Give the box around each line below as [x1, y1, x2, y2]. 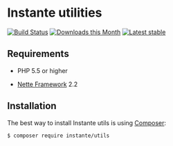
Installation [7, 100, 57, 112]
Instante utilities [7, 5, 102, 21]
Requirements [7, 48, 69, 60]
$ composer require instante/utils [7, 132, 110, 139]
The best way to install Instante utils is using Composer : [7, 118, 167, 127]
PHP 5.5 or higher [17, 66, 68, 74]
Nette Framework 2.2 [17, 80, 78, 88]
